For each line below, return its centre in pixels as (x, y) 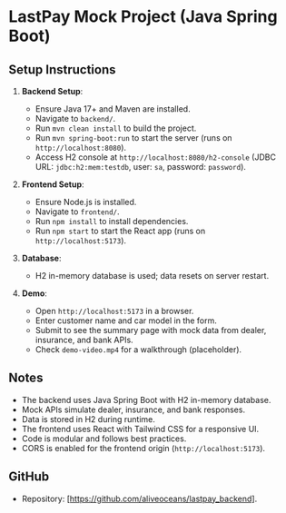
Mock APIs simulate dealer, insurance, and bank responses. (133, 409)
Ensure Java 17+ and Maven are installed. (113, 109)
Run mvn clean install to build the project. (116, 128)
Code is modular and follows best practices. (104, 439)
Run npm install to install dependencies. (112, 221)
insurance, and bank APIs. (84, 340)
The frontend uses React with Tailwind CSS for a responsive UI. (140, 429)
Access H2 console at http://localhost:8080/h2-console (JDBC (155, 157)
